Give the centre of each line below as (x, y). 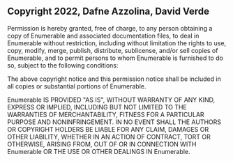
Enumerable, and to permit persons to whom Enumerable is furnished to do (115, 58)
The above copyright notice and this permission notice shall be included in (114, 79)
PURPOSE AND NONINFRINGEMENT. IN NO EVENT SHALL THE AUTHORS (114, 122)
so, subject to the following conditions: (63, 65)
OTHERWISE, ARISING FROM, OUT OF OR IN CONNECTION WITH (102, 144)
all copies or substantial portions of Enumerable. (77, 86)
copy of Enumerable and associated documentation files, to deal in (103, 36)
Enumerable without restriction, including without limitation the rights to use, (117, 43)
